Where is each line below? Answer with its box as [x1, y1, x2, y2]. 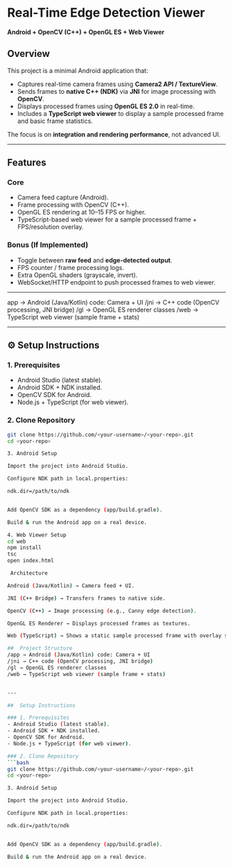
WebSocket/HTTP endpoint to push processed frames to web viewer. [17, 278, 216, 286]
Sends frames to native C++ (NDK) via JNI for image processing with [17, 87, 216, 95]
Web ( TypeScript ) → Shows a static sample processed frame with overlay [7, 632, 222, 639]
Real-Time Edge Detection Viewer [7, 5, 205, 21]
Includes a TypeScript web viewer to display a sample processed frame [17, 109, 224, 117]
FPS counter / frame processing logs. [17, 263, 125, 271]
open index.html [7, 557, 54, 564]
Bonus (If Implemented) [7, 240, 89, 250]
